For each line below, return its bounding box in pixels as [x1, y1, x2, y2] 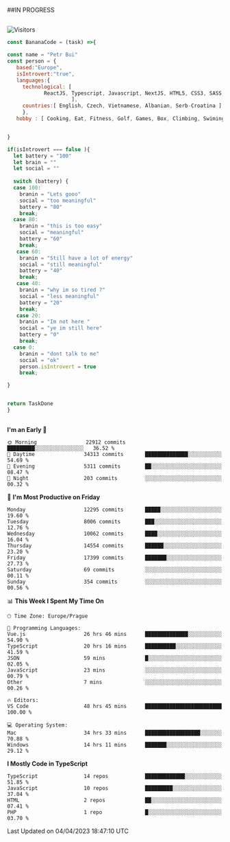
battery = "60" [19, 236, 63, 242]
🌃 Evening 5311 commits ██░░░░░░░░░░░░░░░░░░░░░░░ [7, 463, 222, 470]
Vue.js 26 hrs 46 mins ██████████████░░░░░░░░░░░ [7, 631, 222, 638]
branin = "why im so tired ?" [19, 286, 106, 294]
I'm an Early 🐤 [7, 426, 47, 434]
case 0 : [13, 343, 36, 351]
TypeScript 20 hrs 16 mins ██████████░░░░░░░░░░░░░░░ [7, 643, 222, 650]
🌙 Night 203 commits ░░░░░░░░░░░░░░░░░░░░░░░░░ [7, 475, 222, 482]
